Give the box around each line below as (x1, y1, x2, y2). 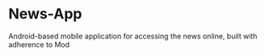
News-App (8, 5, 82, 23)
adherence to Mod (8, 39, 70, 49)
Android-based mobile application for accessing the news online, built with (8, 31, 258, 41)
